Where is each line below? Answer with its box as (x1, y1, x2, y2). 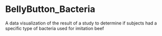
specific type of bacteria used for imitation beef (5, 25, 104, 31)
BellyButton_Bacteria (5, 3, 96, 15)
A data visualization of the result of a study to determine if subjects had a (5, 20, 157, 26)
